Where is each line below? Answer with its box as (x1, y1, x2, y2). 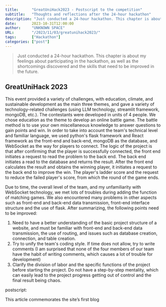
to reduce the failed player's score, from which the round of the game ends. (5, 174, 160, 180)
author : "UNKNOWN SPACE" (5, 26, 65, 31)
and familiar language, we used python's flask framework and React (5, 133, 144, 138)
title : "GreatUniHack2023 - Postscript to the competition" (5, 7, 142, 12)
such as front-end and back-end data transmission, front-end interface (5, 200, 150, 205)
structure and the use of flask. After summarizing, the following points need (5, 205, 159, 211)
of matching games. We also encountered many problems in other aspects (5, 194, 157, 200)
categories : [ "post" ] (5, 39, 50, 44)
